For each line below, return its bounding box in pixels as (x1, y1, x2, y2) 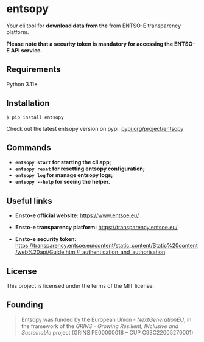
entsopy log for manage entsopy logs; (15, 172, 113, 179)
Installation (6, 98, 50, 108)
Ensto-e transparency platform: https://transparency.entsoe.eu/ (15, 224, 178, 231)
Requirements (6, 65, 61, 75)
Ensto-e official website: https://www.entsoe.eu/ (15, 212, 139, 219)
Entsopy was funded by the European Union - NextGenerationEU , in (21, 316, 192, 323)
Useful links (6, 195, 53, 206)
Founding (6, 300, 44, 310)
